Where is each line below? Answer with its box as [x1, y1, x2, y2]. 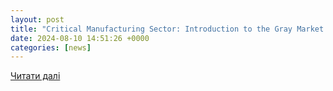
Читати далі [10, 70, 61, 82]
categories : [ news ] [10, 42, 92, 53]
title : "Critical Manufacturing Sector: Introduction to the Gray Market [10, 24, 325, 34]
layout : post [10, 14, 65, 25]
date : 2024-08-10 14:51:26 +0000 [10, 33, 150, 43]
